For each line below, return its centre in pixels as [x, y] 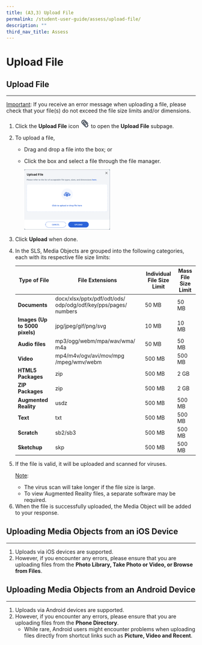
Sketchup [30, 447]
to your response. [37, 512]
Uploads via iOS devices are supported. [64, 552]
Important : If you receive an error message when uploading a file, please [96, 105]
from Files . [29, 570]
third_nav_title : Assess [37, 32]
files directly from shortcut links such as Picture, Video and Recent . [108, 635]
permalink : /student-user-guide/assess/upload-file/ [74, 19]
